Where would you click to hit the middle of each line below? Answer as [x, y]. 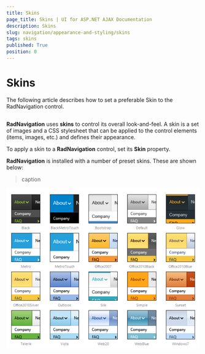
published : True [27, 45]
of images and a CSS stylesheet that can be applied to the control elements [102, 131]
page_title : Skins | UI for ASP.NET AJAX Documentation [79, 19]
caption [31, 179]
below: [15, 167]
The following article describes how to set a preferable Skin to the [90, 100]
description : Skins [31, 26]
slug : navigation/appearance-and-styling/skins [68, 33]
